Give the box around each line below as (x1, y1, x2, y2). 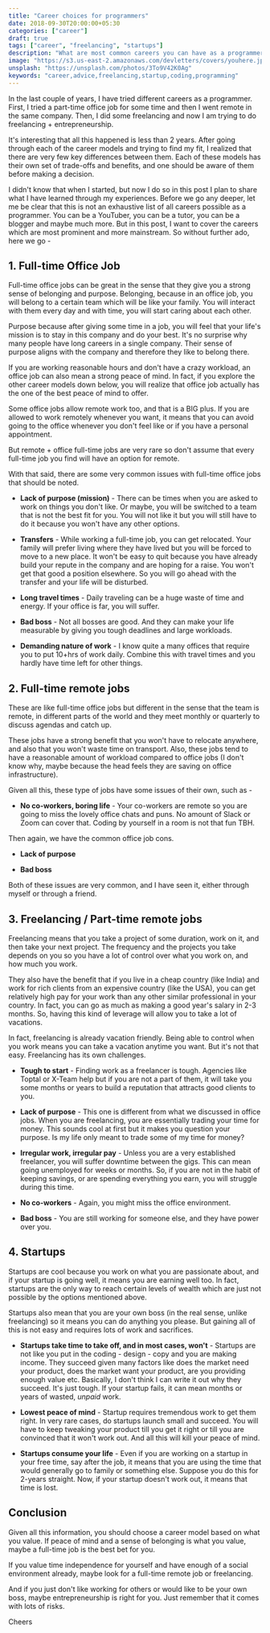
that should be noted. (8, 478, 80, 487)
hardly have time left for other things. (19, 659, 143, 668)
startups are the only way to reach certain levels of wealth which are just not (8, 1283, 262, 1293)
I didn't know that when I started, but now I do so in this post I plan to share (8, 184, 258, 194)
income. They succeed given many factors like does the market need (19, 1357, 249, 1367)
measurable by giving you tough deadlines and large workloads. (19, 626, 233, 635)
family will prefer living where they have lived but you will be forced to (19, 544, 252, 553)
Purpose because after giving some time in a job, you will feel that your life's (8, 322, 261, 331)
